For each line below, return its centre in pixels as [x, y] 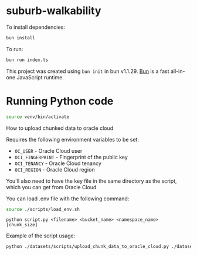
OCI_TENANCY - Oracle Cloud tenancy [58, 163]
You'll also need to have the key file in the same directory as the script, [91, 181]
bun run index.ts [27, 60]
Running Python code [60, 101]
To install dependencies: [36, 27]
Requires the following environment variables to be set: [73, 139]
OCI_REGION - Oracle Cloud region [55, 169]
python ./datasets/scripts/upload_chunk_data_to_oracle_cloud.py [87, 247]
